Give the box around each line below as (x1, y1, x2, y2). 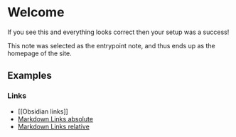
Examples (7, 70, 52, 82)
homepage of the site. (7, 49, 73, 57)
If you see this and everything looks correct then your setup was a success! (7, 28, 230, 36)
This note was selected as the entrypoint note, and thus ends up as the (7, 41, 215, 50)
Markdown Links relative (17, 122, 90, 131)
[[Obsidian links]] (17, 107, 69, 116)
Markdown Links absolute (17, 114, 94, 123)
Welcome (7, 4, 65, 21)
